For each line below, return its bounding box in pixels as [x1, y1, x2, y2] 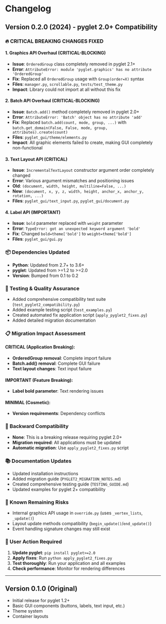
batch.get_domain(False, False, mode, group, [12, 125, 108, 131]
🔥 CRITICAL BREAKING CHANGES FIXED [5, 38, 104, 45]
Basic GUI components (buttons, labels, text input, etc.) [12, 603, 125, 609]
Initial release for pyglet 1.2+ [12, 598, 70, 604]
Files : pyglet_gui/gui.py [12, 236, 63, 242]
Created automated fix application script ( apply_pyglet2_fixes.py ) [12, 312, 148, 318]
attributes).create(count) [12, 130, 68, 135]
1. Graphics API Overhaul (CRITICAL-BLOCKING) [5, 50, 106, 56]
